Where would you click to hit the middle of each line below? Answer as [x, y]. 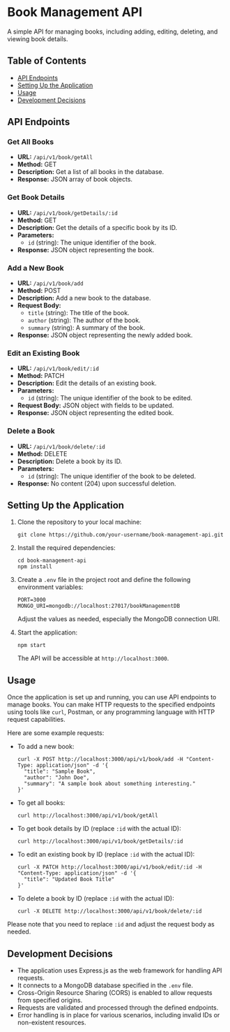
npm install [34, 567]
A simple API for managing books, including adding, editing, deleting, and [113, 31]
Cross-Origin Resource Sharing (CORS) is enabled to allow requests [115, 993]
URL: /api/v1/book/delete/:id [61, 446]
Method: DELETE [42, 453]
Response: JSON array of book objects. [75, 180]
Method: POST [39, 291]
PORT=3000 [32, 600]
